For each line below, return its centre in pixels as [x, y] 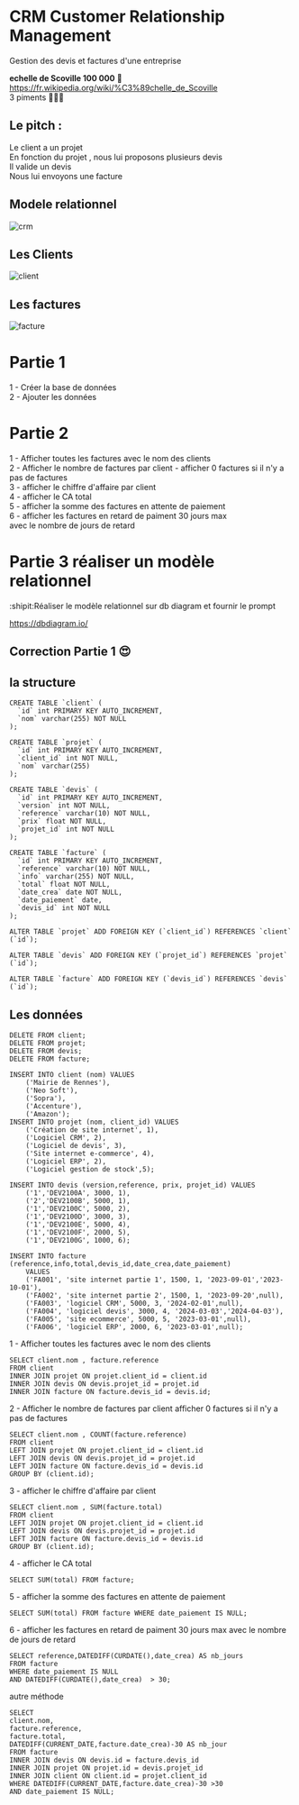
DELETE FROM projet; [48, 1044]
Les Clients [41, 254]
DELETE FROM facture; [50, 1059]
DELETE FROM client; [48, 1035]
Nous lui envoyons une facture [66, 176]
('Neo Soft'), [52, 1091]
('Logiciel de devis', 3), [76, 1146]
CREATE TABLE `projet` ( [56, 743]
